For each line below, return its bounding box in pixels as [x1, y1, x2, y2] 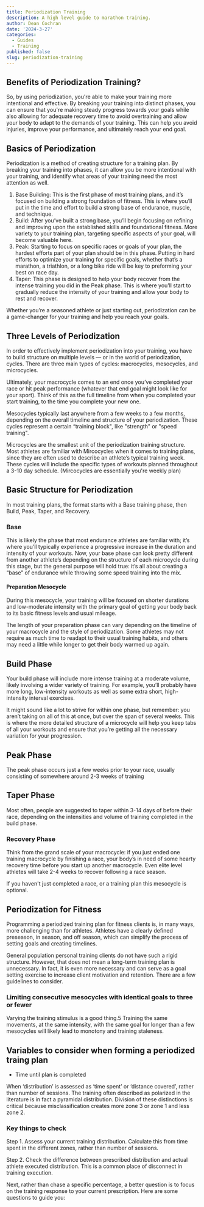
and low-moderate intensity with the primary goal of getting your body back [6, 603, 197, 611]
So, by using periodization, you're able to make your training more [6, 93, 172, 101]
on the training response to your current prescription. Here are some [6, 1187, 178, 1195]
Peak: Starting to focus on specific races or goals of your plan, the [15, 243, 182, 251]
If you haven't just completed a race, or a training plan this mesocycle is [6, 880, 187, 887]
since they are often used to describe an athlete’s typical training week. [6, 454, 185, 461]
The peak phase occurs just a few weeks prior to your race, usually [6, 766, 175, 773]
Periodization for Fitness [6, 904, 102, 914]
